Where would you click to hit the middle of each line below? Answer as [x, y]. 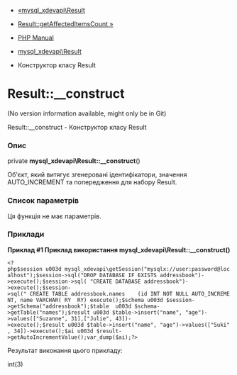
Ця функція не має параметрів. [54, 216]
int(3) [15, 364]
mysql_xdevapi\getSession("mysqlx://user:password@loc [147, 269]
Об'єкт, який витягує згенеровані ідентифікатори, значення [97, 175]
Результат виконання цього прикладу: [65, 350]
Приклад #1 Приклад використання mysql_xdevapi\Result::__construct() [119, 250]
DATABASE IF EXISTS [128, 275]
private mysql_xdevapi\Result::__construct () [74, 161]
